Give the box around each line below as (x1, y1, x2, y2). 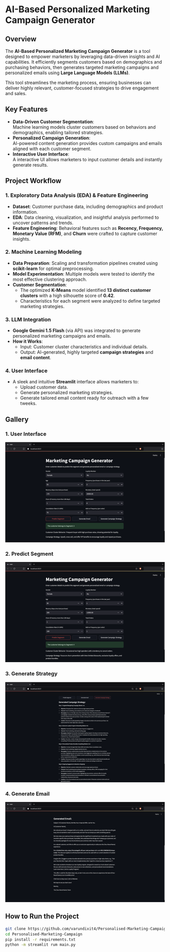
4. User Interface (5, 367, 48, 374)
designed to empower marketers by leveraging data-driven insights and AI (5, 53, 160, 59)
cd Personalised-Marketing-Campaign (5, 932, 82, 937)
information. (12, 209, 38, 215)
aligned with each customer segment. (12, 145, 92, 152)
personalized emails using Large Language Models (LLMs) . (5, 70, 130, 76)
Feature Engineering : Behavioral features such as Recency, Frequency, (12, 225, 163, 231)
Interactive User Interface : (12, 151, 69, 157)
